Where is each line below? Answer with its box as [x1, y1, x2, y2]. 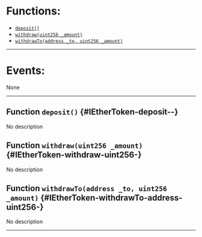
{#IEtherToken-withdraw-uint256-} [6, 150, 142, 160]
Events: [6, 64, 45, 78]
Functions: [6, 4, 61, 18]
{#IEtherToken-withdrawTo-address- [40, 192, 183, 203]
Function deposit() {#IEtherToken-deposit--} [6, 107, 179, 117]
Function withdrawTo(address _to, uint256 [6, 183, 167, 194]
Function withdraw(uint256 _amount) [6, 141, 143, 151]
